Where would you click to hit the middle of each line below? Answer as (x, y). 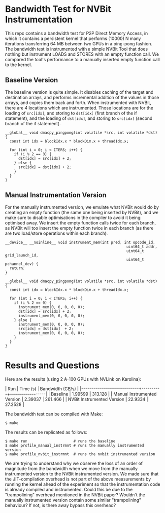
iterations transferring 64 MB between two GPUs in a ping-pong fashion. (79, 43)
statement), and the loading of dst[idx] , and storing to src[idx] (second (79, 118)
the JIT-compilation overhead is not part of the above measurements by (78, 479)
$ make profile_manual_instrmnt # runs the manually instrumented (75, 445)
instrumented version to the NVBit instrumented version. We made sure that (82, 474)
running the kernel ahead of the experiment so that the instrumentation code (83, 484)
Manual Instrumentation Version (56, 195)
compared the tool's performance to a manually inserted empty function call (82, 59)
